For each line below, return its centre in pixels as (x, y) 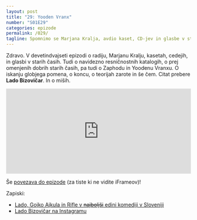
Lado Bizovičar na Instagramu (50, 211)
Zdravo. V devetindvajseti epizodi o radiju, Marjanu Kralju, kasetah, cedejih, (97, 55)
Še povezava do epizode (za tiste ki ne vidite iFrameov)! (74, 182)
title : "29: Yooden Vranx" (39, 17)
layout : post (22, 11)
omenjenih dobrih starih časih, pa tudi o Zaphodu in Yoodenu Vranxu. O (93, 68)
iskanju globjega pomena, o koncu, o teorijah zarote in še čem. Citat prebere (98, 74)
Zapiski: (16, 193)
